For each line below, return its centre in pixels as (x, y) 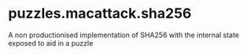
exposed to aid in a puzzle (51, 43)
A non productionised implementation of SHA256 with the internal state (124, 35)
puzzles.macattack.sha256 (100, 14)
